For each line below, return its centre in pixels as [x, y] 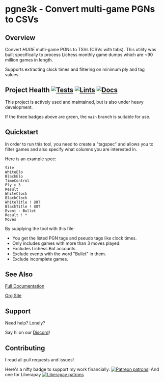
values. [12, 74]
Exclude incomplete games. [40, 259]
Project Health [27, 90]
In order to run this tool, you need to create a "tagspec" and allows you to [79, 144]
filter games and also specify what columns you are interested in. [71, 149]
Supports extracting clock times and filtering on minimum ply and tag [75, 69]
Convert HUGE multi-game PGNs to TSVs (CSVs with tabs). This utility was [81, 49]
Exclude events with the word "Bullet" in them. [59, 254]
